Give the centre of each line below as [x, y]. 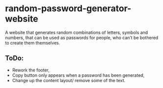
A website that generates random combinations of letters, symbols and [77, 32]
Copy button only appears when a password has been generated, [78, 75]
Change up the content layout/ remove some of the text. [69, 80]
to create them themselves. [33, 43]
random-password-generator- [68, 9]
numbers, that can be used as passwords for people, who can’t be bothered [82, 38]
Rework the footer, [31, 70]
